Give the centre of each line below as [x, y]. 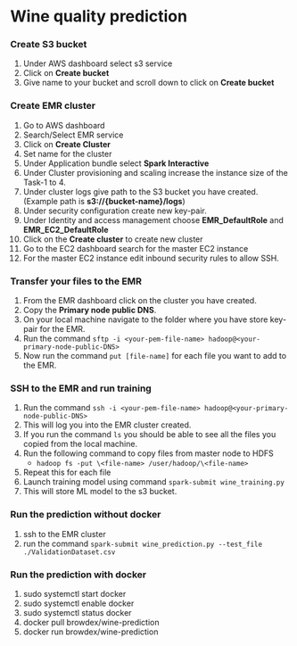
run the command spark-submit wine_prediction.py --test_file [142, 543]
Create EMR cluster [53, 106]
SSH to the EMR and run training [81, 388]
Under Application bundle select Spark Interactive [116, 163]
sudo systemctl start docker [74, 593]
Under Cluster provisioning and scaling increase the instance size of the [155, 172]
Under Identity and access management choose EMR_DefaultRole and [153, 219]
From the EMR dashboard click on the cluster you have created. [140, 301]
